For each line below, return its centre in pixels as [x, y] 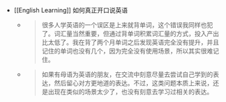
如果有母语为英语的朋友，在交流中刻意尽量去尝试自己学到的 [127, 74]
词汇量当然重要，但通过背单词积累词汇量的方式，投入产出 [137, 34]
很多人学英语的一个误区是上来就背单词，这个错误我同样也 [124, 25]
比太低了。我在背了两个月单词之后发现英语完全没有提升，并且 [130, 42]
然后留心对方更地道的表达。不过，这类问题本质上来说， [134, 83]
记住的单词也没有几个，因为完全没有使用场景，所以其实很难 [127, 51]
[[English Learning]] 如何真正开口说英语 [70, 10]
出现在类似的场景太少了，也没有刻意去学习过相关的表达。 [130, 92]
